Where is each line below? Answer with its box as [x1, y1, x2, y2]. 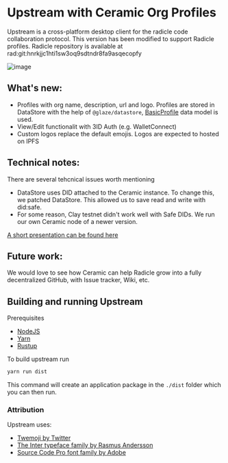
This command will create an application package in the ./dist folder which [7, 381, 221, 389]
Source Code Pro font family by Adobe [16, 449, 127, 457]
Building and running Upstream [7, 296, 144, 308]
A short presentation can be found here [7, 231, 118, 239]
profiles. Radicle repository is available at [7, 42, 123, 50]
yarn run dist [7, 368, 48, 375]
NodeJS [16, 327, 40, 336]
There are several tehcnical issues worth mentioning [7, 175, 155, 183]
